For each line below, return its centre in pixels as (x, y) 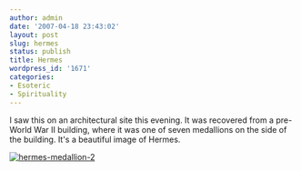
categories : (32, 77)
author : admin (36, 18)
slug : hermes (34, 43)
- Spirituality (38, 94)
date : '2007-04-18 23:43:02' (65, 26)
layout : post (34, 35)
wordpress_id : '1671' (50, 69)
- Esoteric (30, 85)
